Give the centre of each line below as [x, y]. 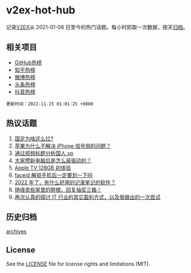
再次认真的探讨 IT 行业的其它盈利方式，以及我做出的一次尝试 [87, 197]
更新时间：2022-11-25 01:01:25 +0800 [50, 104]
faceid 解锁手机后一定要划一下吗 [53, 175]
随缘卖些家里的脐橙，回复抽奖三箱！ [58, 189]
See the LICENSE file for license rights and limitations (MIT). [78, 264]
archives [16, 231]
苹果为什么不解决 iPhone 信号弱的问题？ [63, 146]
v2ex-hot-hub [41, 10]
